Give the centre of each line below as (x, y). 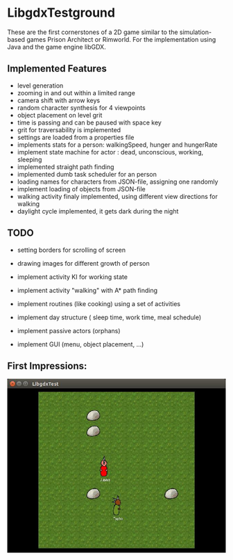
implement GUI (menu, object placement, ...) (80, 344)
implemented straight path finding (66, 167)
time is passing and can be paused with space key (89, 122)
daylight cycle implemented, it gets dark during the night (98, 211)
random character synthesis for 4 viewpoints (81, 107)
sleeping (29, 159)
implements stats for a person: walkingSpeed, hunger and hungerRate (117, 145)
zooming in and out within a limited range (76, 93)
